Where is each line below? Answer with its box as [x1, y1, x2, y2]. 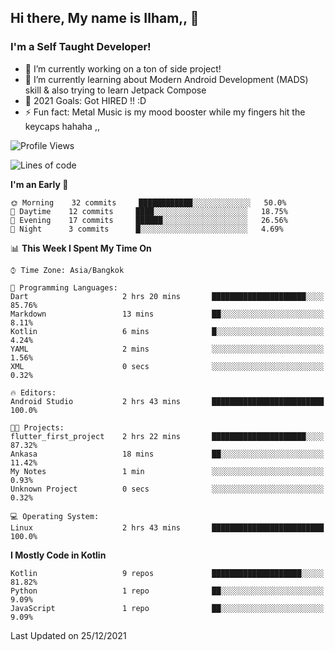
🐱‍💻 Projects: [10, 422, 65, 433]
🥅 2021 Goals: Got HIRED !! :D [24, 94, 147, 106]
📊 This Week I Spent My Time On [10, 242, 152, 254]
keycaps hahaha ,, [24, 120, 100, 132]
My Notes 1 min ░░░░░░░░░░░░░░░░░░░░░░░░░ [10, 466, 325, 476]
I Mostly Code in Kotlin [10, 549, 107, 561]
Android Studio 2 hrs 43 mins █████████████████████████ [10, 396, 325, 406]
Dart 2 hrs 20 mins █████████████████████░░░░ [10, 291, 325, 301]
